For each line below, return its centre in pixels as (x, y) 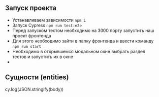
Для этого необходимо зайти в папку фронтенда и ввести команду (83, 41)
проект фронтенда (32, 35)
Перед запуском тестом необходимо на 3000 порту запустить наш (83, 30)
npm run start (27, 46)
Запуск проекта (31, 8)
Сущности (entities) (37, 78)
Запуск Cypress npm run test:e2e (47, 25)
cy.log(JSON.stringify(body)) (34, 89)
